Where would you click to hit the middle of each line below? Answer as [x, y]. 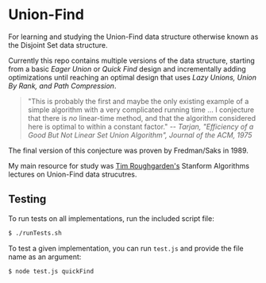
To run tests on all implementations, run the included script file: [111, 218]
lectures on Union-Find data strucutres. [73, 174]
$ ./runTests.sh [35, 233]
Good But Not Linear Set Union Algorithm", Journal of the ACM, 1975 [140, 135]
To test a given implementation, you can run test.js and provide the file [126, 248]
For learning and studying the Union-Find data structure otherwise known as [133, 37]
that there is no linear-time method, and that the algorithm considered [142, 118]
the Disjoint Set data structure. [58, 45]
